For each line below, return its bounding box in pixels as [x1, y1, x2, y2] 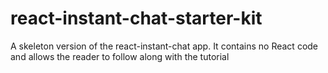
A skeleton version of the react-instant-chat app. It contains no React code [10, 40, 319, 52]
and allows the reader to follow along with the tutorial [10, 50, 230, 62]
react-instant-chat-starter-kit [10, 7, 263, 30]
